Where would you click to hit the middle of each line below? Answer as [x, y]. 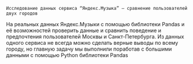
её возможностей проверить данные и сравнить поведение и [84, 30]
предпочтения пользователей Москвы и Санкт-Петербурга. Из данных [95, 37]
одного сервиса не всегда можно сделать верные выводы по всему [92, 43]
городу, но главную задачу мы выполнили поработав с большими [89, 49]
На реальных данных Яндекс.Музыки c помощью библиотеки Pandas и [95, 24]
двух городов [22, 13]
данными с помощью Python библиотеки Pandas [67, 55]
